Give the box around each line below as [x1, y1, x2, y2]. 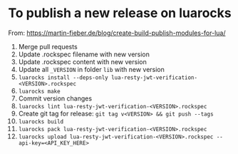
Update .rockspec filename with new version [18, 50, 150, 58]
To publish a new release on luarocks [8, 5, 232, 21]
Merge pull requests [18, 42, 78, 51]
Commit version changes [18, 94, 92, 103]
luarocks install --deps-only [18, 73, 109, 81]
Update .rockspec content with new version [18, 57, 147, 66]
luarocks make [18, 88, 61, 95]
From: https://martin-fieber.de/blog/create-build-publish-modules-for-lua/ [8, 29, 226, 37]
